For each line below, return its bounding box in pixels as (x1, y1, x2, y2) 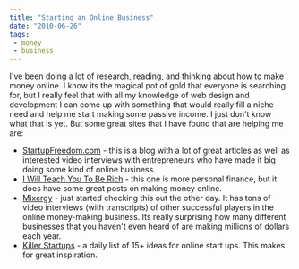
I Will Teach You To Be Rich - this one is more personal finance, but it (21, 173, 278, 184)
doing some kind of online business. (21, 164, 157, 175)
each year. (21, 231, 62, 241)
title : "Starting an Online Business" (9, 13, 154, 22)
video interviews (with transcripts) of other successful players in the (21, 202, 275, 213)
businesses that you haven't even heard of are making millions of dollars (21, 221, 290, 232)
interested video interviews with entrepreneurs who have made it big (21, 155, 276, 165)
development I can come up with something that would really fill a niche (9, 99, 275, 110)
